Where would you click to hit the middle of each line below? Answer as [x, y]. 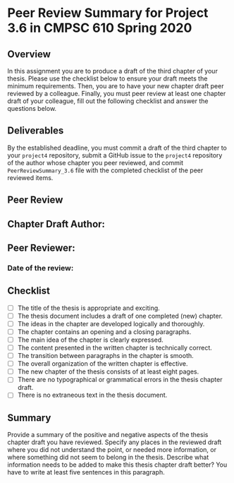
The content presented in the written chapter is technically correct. [115, 348]
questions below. [32, 108]
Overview [29, 54]
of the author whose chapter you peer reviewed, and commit [96, 162]
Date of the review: [41, 268]
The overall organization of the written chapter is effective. [103, 364]
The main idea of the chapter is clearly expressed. [90, 340]
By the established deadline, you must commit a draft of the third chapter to [117, 148]
